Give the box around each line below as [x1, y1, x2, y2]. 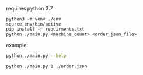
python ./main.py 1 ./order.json [6, 63, 88, 69]
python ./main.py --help [6, 53, 67, 59]
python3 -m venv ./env [6, 16, 61, 22]
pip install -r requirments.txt [6, 26, 85, 32]
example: [6, 42, 28, 48]
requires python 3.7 [6, 5, 53, 12]
